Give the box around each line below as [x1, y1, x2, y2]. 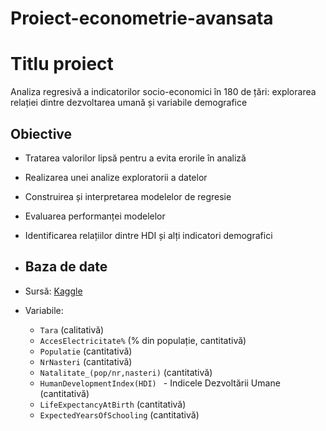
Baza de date [24, 258, 108, 276]
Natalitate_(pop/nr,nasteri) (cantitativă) [39, 366, 213, 378]
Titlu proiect [10, 53, 114, 76]
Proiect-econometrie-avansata [10, 7, 274, 30]
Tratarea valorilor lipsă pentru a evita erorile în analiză [24, 152, 247, 164]
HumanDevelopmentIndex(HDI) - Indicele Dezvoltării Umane [39, 377, 281, 389]
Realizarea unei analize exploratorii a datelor [24, 171, 208, 183]
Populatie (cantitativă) [39, 345, 133, 357]
